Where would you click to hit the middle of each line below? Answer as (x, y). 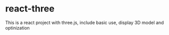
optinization (17, 27)
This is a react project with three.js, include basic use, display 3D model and (85, 22)
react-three (30, 9)
